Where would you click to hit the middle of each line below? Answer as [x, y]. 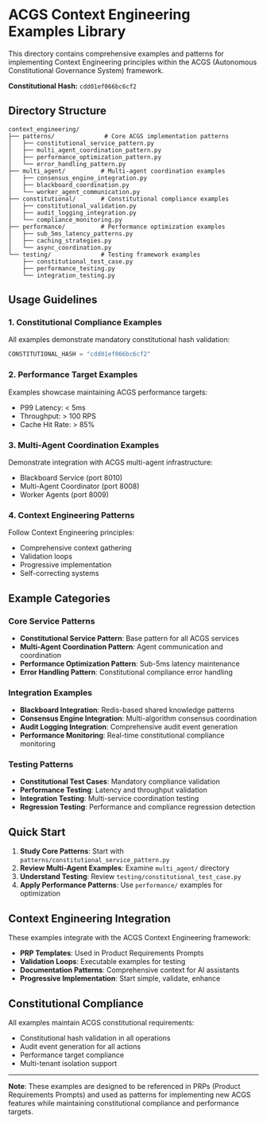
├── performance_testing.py [69, 268]
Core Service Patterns [52, 620]
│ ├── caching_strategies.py [60, 240]
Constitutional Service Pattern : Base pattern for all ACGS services [130, 638]
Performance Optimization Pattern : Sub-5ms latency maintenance [130, 663]
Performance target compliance [72, 1055]
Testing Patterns [41, 764]
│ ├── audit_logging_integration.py [72, 212]
